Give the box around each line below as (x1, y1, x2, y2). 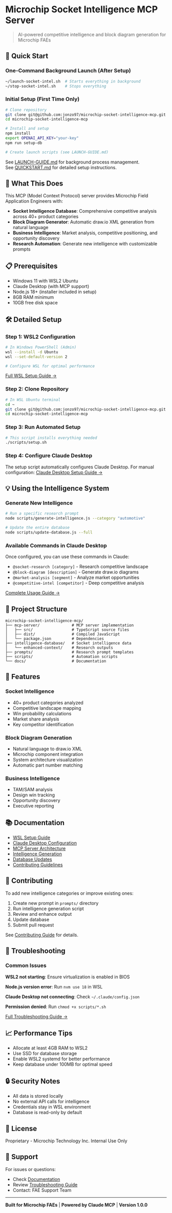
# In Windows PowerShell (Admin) (5, 344, 77, 349)
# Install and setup (5, 126, 50, 131)
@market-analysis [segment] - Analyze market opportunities (12, 574, 140, 581)
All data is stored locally (12, 1093, 63, 1099)
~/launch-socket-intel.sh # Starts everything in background (5, 78, 141, 84)
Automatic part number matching (12, 762, 83, 768)
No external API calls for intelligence (12, 1098, 90, 1105)
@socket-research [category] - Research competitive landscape (12, 564, 148, 570)
